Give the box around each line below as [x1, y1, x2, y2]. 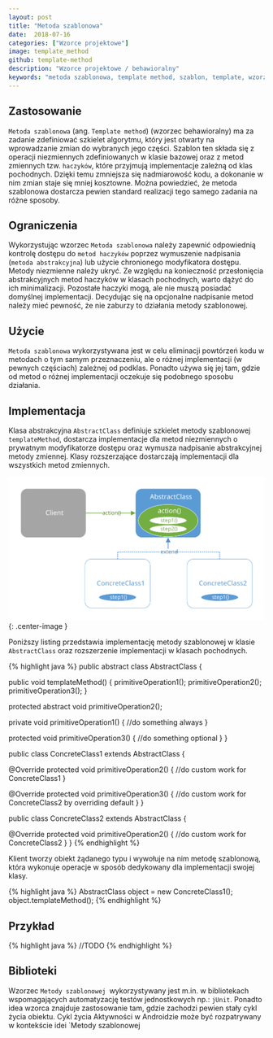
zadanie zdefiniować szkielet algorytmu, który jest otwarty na [8, 134, 215, 144]
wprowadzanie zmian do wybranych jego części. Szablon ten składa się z [8, 143, 254, 153]
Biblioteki [8, 964, 57, 978]
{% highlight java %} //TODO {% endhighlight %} [8, 940, 172, 951]
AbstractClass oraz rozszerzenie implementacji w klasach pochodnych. [8, 646, 248, 656]
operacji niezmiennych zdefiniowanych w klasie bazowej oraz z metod [8, 151, 244, 162]
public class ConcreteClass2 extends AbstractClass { [8, 813, 187, 823]
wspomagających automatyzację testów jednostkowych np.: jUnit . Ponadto [8, 994, 262, 1004]
